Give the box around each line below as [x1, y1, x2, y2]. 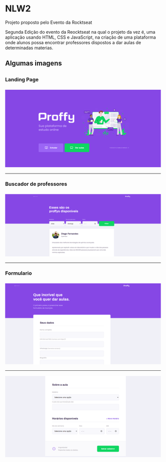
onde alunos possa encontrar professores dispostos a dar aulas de [5, 39, 141, 45]
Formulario [5, 270, 32, 277]
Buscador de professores [5, 180, 68, 187]
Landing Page [5, 76, 39, 83]
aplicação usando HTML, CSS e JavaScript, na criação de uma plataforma [5, 34, 156, 40]
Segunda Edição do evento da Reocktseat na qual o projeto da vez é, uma [5, 29, 156, 35]
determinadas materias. [5, 45, 53, 51]
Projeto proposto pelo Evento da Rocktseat [5, 19, 92, 25]
